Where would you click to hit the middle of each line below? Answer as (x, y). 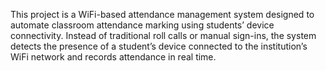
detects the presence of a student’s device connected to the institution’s (159, 46)
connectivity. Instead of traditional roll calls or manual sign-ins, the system (163, 35)
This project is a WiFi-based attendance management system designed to (162, 14)
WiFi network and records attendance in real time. (113, 57)
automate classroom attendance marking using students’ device (142, 25)
